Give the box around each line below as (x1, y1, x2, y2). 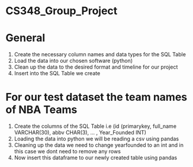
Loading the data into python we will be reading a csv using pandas (14, 135, 179, 143)
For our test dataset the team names (5, 91, 188, 104)
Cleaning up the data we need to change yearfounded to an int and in (14, 142, 184, 149)
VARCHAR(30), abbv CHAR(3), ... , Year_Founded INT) (14, 129, 146, 136)
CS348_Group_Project (5, 4, 118, 18)
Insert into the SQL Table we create (14, 70, 101, 77)
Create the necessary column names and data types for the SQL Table (14, 51, 186, 58)
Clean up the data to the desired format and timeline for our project (14, 63, 178, 70)
